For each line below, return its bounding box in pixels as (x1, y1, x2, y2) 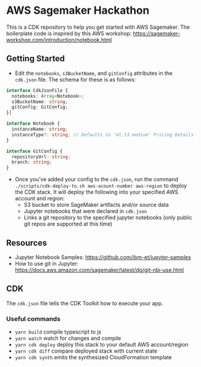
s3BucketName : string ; (11, 98, 68, 105)
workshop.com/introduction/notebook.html (6, 36, 112, 43)
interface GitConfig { (6, 148, 63, 154)
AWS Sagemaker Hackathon (6, 4, 150, 17)
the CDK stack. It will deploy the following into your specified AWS (14, 188, 178, 195)
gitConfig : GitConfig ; (11, 104, 68, 110)
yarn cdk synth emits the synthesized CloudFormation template (14, 354, 172, 361)
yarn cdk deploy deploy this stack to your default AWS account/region (14, 341, 188, 348)
